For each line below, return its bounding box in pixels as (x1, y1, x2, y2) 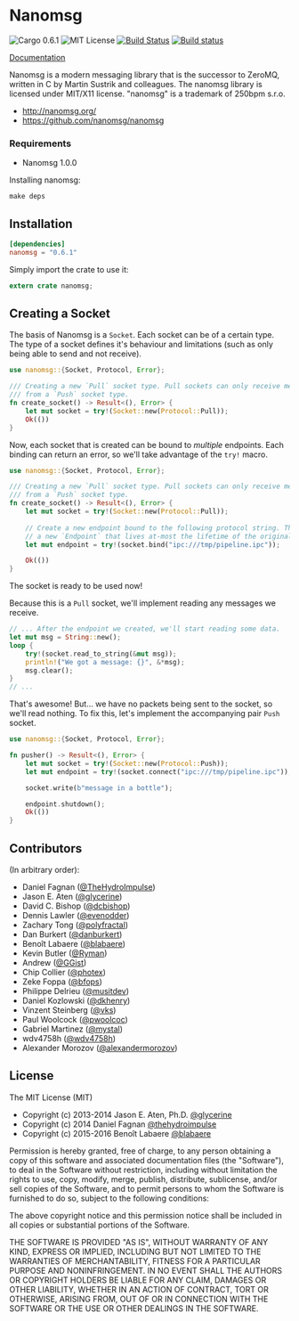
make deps (9, 192, 46, 201)
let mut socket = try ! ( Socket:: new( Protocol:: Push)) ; (25, 759, 229, 768)
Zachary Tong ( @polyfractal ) (21, 919, 129, 931)
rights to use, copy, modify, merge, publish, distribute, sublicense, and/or (9, 1173, 278, 1185)
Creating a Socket (9, 306, 111, 322)
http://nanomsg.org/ (21, 105, 97, 116)
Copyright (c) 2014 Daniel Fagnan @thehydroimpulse (21, 1119, 217, 1129)
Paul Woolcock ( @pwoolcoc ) (21, 1015, 129, 1025)
